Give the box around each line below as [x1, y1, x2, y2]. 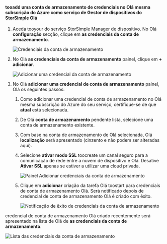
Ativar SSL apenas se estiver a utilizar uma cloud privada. [20, 163, 140, 169]
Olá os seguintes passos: [12, 86, 65, 93]
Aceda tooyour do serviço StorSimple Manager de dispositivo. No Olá [12, 26, 157, 32]
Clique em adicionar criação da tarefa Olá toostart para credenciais [20, 182, 160, 189]
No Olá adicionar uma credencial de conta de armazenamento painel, [12, 81, 159, 87]
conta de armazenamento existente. [20, 122, 95, 128]
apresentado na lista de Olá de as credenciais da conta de [5, 218, 127, 224]
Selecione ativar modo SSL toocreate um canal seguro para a [20, 152, 148, 158]
